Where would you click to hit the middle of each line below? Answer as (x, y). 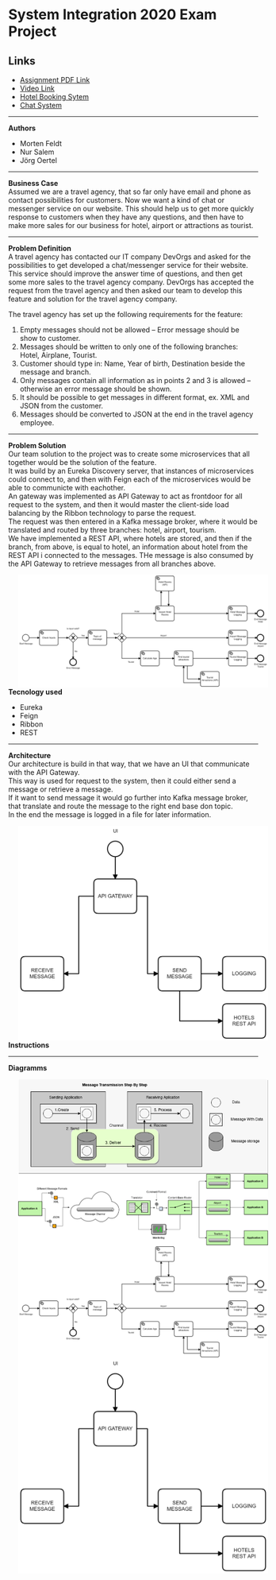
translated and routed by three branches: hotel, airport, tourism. (112, 530)
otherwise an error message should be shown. (96, 389)
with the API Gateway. (44, 773)
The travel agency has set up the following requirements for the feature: (126, 314)
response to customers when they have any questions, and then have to (126, 217)
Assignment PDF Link (55, 80)
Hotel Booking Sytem (54, 97)
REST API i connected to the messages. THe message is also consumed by (131, 555)
